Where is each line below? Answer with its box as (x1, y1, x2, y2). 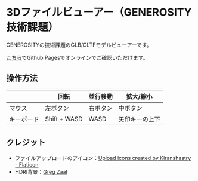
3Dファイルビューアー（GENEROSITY (6, 5, 192, 19)
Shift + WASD (45, 115, 83, 123)
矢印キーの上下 (118, 115, 160, 123)
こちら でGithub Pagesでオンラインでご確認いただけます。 (6, 54, 148, 61)
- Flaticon (14, 161, 39, 168)
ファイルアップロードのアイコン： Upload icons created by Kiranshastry (14, 154, 191, 161)
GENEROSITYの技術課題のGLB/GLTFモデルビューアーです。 (6, 41, 152, 48)
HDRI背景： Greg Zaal (14, 168, 67, 175)
